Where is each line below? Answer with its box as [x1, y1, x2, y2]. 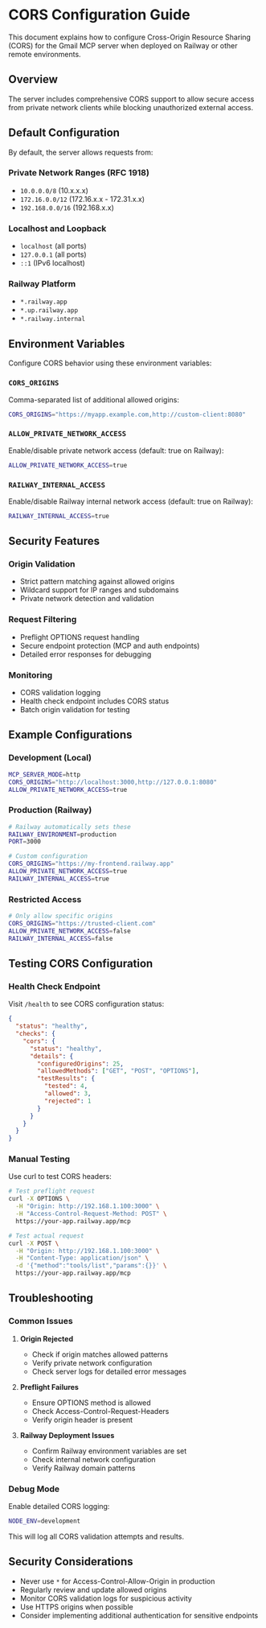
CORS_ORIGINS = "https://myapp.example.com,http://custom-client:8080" [8, 410, 247, 418]
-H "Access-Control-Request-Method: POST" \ [15, 1210, 167, 1218]
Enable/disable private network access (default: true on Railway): [8, 445, 224, 455]
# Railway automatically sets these [8, 822, 131, 830]
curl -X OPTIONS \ [8, 1195, 70, 1203]
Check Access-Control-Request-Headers [31, 1406, 170, 1416]
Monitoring [8, 670, 53, 681]
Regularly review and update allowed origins [19, 1585, 167, 1594]
